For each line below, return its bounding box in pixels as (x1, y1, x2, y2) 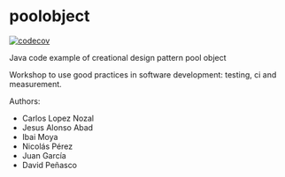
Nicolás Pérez (21, 141, 73, 151)
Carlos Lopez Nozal (21, 113, 95, 123)
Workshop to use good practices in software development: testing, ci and (9, 69, 277, 80)
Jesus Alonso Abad (21, 122, 94, 133)
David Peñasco (21, 159, 78, 170)
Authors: (9, 95, 41, 107)
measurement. (9, 78, 62, 89)
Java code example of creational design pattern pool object (9, 52, 227, 63)
